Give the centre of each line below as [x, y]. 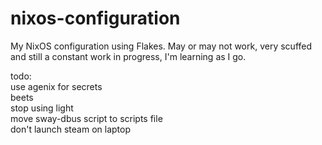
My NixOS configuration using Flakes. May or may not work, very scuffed [161, 46]
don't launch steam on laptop [71, 129]
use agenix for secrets [56, 86]
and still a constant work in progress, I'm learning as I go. [128, 56]
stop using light [42, 108]
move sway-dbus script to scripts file [86, 118]
